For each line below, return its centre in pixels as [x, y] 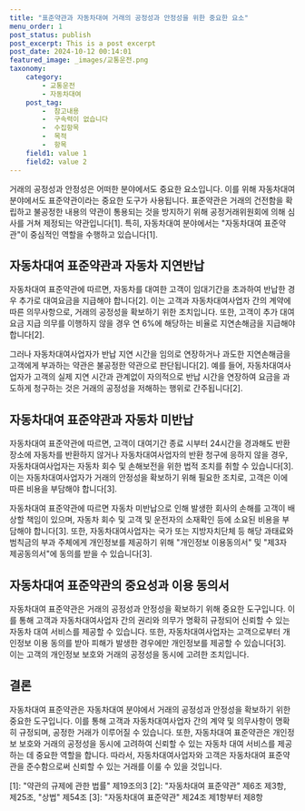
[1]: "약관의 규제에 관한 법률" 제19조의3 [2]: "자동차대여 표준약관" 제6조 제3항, [148, 786]
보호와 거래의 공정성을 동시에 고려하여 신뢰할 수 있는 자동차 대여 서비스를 [147, 744]
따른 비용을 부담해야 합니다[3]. [64, 489]
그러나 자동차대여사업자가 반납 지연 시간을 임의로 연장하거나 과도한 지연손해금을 [150, 354]
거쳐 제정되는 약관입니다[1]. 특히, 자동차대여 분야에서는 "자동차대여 [144, 223]
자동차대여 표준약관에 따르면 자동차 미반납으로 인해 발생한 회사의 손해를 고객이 [148, 508]
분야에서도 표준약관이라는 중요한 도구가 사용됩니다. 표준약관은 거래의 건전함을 [147, 200]
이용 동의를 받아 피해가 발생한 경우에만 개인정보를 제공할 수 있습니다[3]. [160, 643]
